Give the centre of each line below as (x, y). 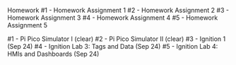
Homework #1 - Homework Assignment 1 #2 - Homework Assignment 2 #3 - (118, 10)
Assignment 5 (28, 25)
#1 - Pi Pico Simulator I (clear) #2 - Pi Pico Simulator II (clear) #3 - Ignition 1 (117, 39)
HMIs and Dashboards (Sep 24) (53, 54)
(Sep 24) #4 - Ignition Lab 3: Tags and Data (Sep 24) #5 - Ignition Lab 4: (113, 46)
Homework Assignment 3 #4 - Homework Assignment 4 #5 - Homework (113, 18)
